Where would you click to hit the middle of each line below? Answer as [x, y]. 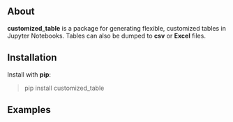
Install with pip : [29, 74]
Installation [32, 58]
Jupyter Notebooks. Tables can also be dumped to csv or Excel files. [106, 36]
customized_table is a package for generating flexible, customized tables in [117, 28]
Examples [29, 110]
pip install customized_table [64, 88]
